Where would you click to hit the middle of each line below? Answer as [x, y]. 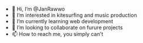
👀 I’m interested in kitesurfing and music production [74, 15]
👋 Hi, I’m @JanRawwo [38, 9]
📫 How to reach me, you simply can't [57, 34]
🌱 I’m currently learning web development [62, 21]
